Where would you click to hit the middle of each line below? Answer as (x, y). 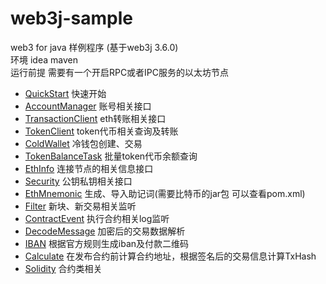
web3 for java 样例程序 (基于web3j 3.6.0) (94, 47)
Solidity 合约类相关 (63, 268)
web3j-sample (71, 18)
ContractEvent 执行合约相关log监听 (97, 218)
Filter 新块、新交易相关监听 (80, 206)
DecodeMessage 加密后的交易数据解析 (105, 231)
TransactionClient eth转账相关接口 (95, 118)
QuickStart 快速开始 (65, 93)
